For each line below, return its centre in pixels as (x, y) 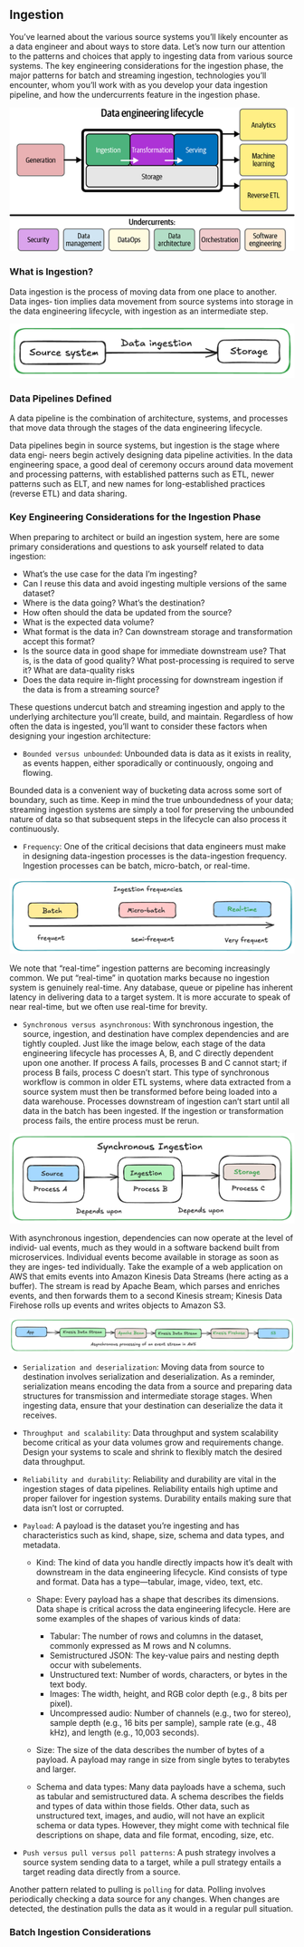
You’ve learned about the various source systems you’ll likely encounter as (149, 36)
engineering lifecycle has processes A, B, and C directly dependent (148, 1053)
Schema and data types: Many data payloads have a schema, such (161, 1787)
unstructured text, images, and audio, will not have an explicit (150, 1816)
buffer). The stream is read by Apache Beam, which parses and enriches (145, 1286)
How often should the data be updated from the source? (127, 612)
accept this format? (58, 641)
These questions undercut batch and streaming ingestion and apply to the (147, 707)
